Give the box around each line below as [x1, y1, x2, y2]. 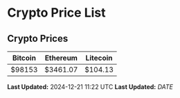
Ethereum [44, 54, 78, 63]
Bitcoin [12, 54, 37, 63]
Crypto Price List [7, 5, 106, 21]
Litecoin [85, 54, 113, 63]
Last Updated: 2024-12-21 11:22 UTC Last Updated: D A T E [7, 83, 174, 91]
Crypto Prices [7, 33, 69, 44]
